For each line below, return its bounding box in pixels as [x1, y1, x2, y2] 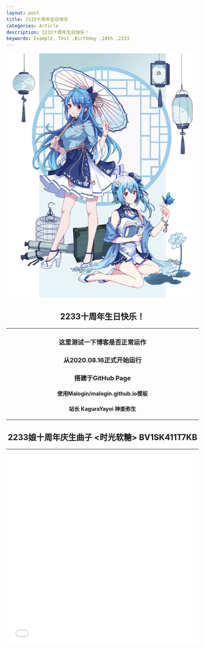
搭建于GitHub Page [74, 374, 131, 382]
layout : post [6, 10, 40, 16]
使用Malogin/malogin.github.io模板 [57, 390, 148, 398]
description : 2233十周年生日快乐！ [6, 29, 90, 35]
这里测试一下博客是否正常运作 [59, 338, 146, 346]
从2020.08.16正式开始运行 [63, 355, 142, 364]
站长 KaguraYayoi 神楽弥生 [69, 405, 136, 412]
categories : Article [6, 23, 59, 29]
